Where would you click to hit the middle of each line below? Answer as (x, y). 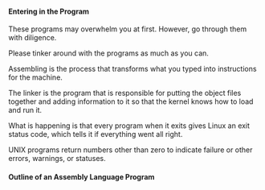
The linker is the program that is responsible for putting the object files (125, 93)
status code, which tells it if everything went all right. (96, 134)
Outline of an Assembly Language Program (82, 176)
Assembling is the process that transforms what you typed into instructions (132, 69)
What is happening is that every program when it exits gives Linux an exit (129, 126)
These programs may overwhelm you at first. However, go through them (128, 29)
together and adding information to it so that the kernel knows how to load (131, 101)
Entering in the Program (49, 11)
